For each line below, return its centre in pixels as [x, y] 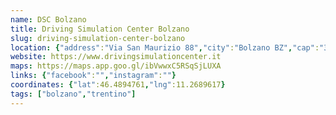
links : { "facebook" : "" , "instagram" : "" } [93, 76]
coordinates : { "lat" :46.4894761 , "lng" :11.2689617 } [118, 85]
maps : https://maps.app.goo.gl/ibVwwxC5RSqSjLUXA [116, 66]
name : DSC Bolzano [48, 19]
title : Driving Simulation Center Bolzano [100, 29]
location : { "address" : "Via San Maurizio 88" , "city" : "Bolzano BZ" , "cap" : [165, 47]
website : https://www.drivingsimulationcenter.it [116, 57]
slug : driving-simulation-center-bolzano [98, 38]
